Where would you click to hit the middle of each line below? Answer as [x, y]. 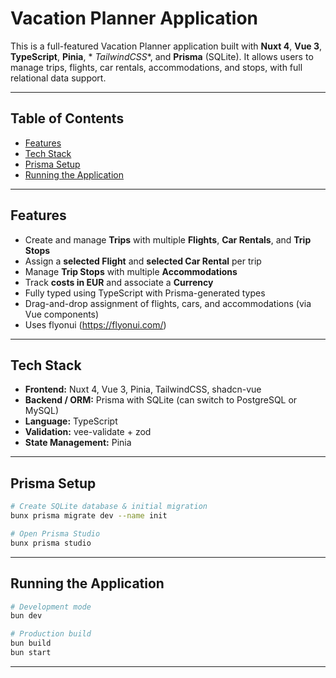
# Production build [51, 634]
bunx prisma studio [51, 543]
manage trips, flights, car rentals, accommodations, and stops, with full [156, 67]
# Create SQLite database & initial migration [109, 507]
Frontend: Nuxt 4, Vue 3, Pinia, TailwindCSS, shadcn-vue [143, 389]
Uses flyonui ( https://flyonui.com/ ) [95, 324]
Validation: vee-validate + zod [88, 432]
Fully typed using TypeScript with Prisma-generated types [145, 293]
